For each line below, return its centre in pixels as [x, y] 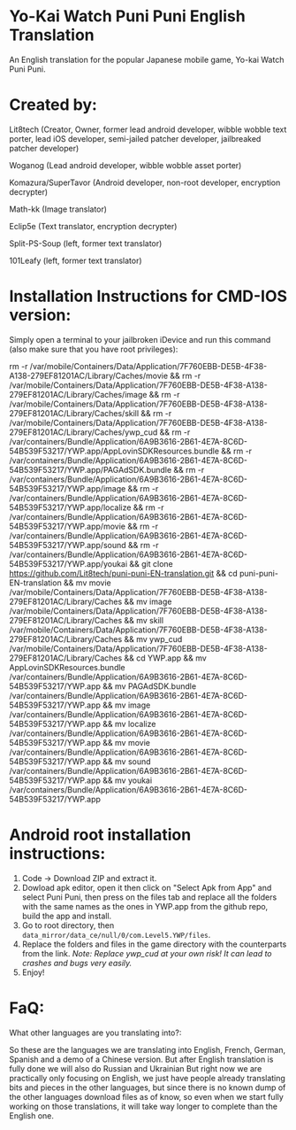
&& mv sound [127, 761]
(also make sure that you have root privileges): [94, 349]
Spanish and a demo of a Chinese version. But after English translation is [141, 1059]
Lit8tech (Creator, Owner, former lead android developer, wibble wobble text [148, 129]
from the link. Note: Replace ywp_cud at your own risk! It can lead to [147, 953]
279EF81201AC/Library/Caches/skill [74, 413]
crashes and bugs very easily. [77, 963]
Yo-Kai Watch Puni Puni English [127, 16]
